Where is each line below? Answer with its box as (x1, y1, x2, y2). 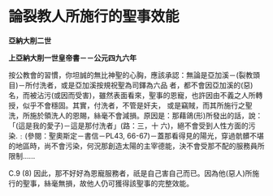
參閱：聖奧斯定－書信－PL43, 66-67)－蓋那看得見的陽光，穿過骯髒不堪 (27, 130, 264, 140)
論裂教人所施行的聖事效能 (8, 7, 180, 26)
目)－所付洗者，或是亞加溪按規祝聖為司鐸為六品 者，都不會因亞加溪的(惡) (8, 80, 253, 90)
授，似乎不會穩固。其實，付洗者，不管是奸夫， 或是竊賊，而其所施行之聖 (8, 100, 253, 110)
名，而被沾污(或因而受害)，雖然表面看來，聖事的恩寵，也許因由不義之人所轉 (8, 90, 263, 100)
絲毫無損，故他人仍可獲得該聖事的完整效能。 (43, 178, 193, 188)
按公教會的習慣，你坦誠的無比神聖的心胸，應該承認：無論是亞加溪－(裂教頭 (8, 70, 261, 79)
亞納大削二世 (8, 36, 51, 45)
